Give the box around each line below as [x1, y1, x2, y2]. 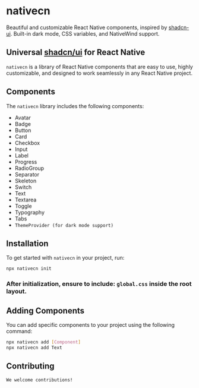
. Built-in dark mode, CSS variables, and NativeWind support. [10, 30, 160, 37]
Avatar [14, 114, 31, 121]
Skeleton [14, 177, 37, 184]
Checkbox [14, 139, 40, 146]
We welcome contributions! [6, 377, 73, 383]
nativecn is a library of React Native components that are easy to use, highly [6, 63, 193, 70]
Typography [14, 209, 45, 216]
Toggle [14, 202, 32, 209]
